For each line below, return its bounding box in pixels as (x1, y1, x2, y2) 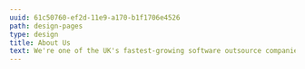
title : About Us (9, 38, 71, 47)
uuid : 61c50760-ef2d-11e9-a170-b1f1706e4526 (9, 13, 181, 22)
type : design (9, 30, 59, 39)
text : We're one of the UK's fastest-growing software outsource (9, 47, 261, 56)
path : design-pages (9, 22, 84, 30)
